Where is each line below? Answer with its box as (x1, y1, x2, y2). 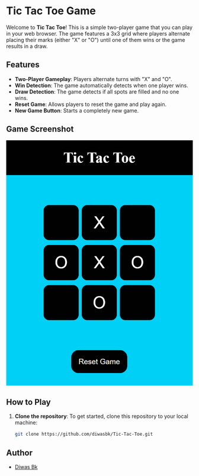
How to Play (6, 397, 52, 407)
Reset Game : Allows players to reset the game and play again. (14, 101, 167, 108)
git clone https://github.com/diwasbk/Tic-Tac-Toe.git (14, 431, 153, 438)
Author (6, 448, 33, 458)
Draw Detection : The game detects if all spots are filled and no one (14, 88, 179, 95)
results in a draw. (6, 43, 48, 50)
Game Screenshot (6, 124, 74, 134)
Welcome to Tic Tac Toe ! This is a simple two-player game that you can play (6, 24, 193, 31)
